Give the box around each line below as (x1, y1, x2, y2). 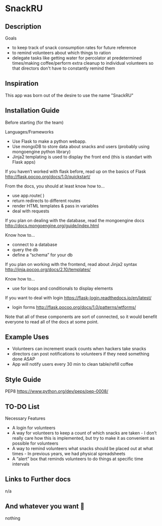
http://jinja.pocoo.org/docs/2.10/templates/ (5, 266, 91, 272)
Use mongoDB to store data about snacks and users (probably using (12, 143, 150, 149)
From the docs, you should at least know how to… (5, 183, 105, 189)
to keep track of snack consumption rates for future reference (12, 45, 137, 50)
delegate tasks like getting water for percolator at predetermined (12, 55, 142, 61)
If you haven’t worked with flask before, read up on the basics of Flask (5, 169, 146, 174)
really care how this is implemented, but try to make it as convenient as (12, 435, 155, 441)
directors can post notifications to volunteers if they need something (12, 351, 150, 357)
